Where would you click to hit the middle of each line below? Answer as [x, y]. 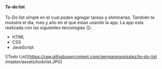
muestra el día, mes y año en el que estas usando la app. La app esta [74, 23]
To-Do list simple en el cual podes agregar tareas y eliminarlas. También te [80, 17]
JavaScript [23, 47]
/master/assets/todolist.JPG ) [34, 62]
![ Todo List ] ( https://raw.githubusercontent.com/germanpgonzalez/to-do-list [81, 57]
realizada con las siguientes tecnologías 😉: [49, 28]
